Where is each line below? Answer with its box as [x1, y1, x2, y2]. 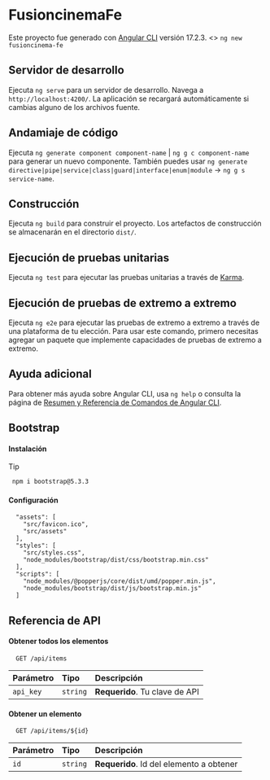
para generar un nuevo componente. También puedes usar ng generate [8, 156, 248, 166]
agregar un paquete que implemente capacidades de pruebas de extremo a [8, 335, 262, 344]
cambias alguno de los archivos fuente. [8, 102, 141, 112]
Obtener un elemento [8, 708, 82, 718]
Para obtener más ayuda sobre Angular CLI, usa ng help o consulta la [8, 388, 242, 398]
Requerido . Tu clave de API [94, 686, 199, 698]
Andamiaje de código [8, 126, 119, 140]
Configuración [8, 495, 59, 505]
